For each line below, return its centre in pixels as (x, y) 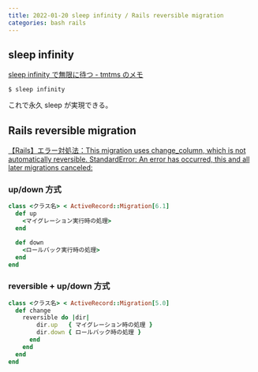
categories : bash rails (47, 23)
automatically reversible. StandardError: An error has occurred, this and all (129, 159)
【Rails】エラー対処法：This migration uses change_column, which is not (127, 151)
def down (30, 242)
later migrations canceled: (50, 168)
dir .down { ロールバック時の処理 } (89, 333)
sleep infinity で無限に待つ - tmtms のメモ (76, 75)
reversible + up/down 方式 (59, 286)
